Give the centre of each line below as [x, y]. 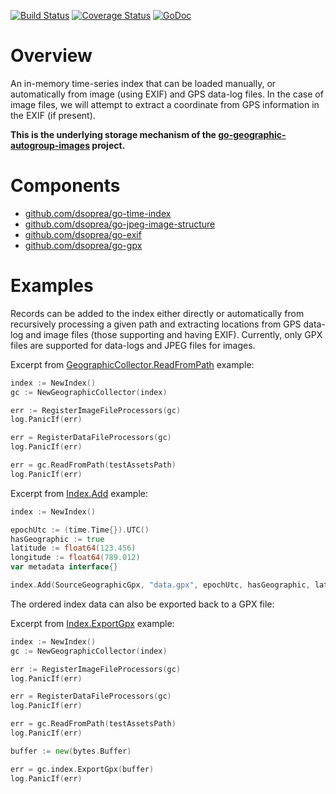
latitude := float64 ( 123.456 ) [73, 548]
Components [65, 186]
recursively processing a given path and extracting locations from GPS [156, 324]
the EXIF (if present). [53, 115]
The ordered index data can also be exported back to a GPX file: [142, 604]
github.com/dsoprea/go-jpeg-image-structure [120, 224]
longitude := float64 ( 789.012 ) [75, 558]
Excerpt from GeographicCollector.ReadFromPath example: [132, 364]
